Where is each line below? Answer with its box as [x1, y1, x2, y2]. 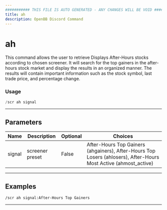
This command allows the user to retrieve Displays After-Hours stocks [5, 54, 149, 60]
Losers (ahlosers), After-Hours [86, 154, 160, 161]
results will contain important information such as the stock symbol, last [5, 70, 152, 76]
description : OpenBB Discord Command [5, 16, 83, 21]
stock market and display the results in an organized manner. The [18, 65, 152, 71]
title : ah [5, 12, 26, 17]
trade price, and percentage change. [5, 76, 81, 82]
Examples [5, 182, 36, 191]
